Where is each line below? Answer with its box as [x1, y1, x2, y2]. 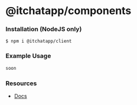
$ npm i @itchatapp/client [5, 38, 72, 45]
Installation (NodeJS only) [5, 25, 82, 33]
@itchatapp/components [5, 4, 132, 18]
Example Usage [5, 52, 51, 60]
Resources [5, 79, 37, 87]
